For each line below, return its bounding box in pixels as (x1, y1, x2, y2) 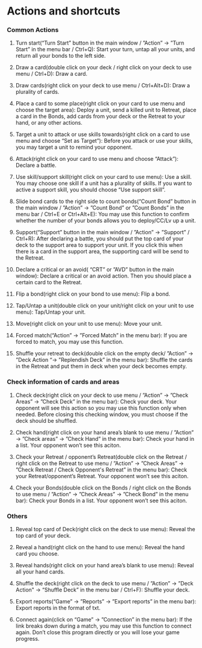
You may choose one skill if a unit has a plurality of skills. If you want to (15, 179, 192, 187)
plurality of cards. (15, 89, 60, 96)
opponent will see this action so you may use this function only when (15, 404, 187, 411)
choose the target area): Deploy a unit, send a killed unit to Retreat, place (15, 107, 197, 114)
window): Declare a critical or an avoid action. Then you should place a (15, 272, 192, 279)
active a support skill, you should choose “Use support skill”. (15, 186, 166, 193)
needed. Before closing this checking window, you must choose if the (15, 411, 188, 418)
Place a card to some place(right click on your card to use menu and (15, 100, 185, 107)
